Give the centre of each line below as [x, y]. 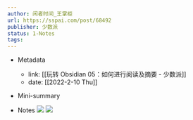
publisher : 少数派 [33, 27]
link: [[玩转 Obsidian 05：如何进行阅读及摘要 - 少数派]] [107, 74]
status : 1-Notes [31, 33]
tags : [15, 40]
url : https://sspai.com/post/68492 [60, 20]
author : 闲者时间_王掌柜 [40, 14]
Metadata [31, 60]
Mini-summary [39, 96]
